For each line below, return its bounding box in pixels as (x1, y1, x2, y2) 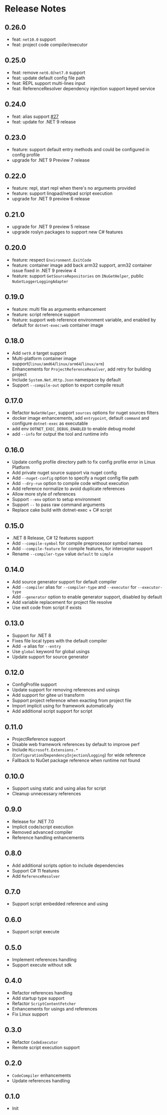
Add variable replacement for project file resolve (12, 599, 112, 605)
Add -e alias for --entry (12, 643, 61, 649)
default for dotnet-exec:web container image (12, 322, 103, 328)
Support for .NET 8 (12, 632, 51, 638)
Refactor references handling (12, 989, 73, 996)
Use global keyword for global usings (12, 648, 90, 654)
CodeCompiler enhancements (12, 1072, 71, 1078)
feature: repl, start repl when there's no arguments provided (12, 185, 136, 191)
